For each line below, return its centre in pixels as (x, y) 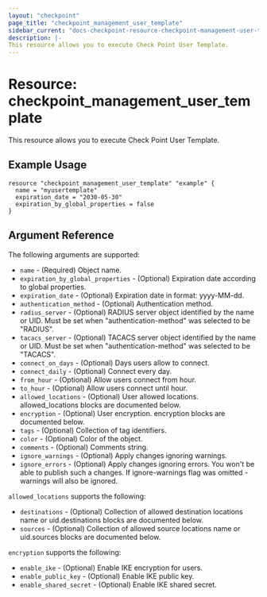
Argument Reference (61, 235)
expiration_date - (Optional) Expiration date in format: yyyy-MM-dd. (132, 295)
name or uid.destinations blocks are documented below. (112, 520)
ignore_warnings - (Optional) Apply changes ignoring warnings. (124, 455)
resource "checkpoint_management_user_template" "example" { (112, 183)
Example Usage (48, 165)
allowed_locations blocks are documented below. (100, 405)
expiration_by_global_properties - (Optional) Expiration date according (138, 278)
